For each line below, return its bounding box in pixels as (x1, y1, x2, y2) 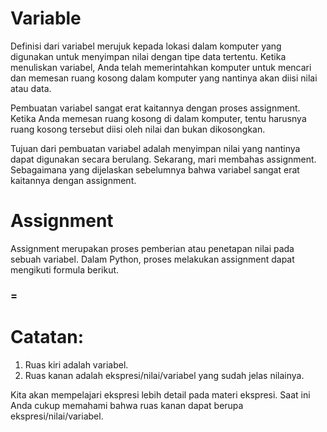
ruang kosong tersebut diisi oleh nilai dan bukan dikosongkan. (10, 123, 266, 135)
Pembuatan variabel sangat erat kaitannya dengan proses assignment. (10, 102, 301, 114)
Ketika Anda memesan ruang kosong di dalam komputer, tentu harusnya (10, 112, 307, 124)
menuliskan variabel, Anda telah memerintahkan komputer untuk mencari (10, 61, 312, 73)
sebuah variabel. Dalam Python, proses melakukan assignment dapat (10, 253, 295, 265)
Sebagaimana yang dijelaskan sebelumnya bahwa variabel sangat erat (10, 163, 300, 176)
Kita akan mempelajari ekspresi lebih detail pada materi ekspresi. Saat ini (10, 388, 311, 401)
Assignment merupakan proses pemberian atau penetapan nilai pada (10, 242, 295, 254)
